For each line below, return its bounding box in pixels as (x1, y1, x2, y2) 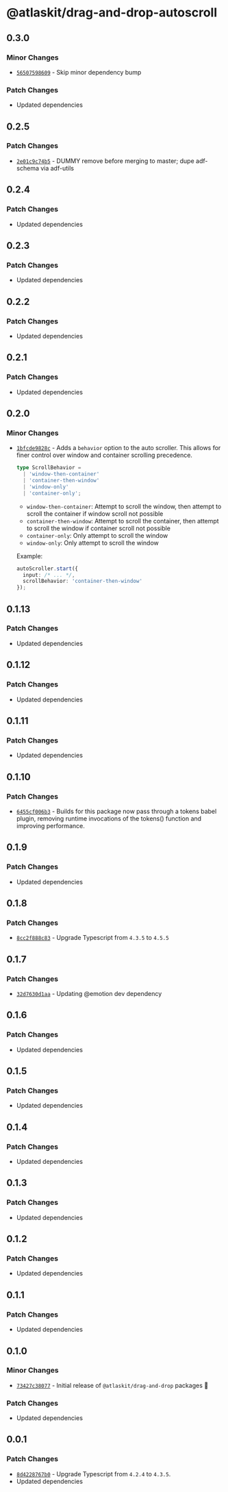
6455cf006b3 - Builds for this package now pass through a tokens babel (16, 807, 217, 815)
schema (16, 164, 39, 172)
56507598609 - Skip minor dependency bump (16, 68, 142, 76)
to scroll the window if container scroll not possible (26, 524, 170, 532)
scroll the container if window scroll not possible (26, 509, 164, 518)
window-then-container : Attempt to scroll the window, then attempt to (26, 502, 222, 510)
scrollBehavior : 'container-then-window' (23, 577, 143, 585)
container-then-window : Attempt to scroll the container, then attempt (26, 517, 220, 525)
